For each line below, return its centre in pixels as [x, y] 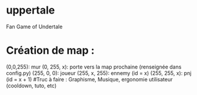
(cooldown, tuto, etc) [31, 86]
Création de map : [51, 50]
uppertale [31, 10]
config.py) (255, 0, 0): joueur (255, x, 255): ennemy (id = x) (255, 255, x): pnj [99, 73]
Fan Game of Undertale [34, 27]
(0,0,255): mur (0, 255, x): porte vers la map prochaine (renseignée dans [94, 67]
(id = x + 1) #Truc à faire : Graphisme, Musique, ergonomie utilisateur [89, 79]
